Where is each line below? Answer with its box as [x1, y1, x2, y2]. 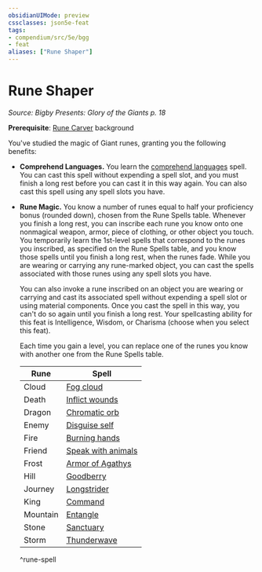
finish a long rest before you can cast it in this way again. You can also [19, 178, 247, 188]
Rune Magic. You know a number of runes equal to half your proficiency [19, 202, 253, 211]
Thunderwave [66, 534, 118, 545]
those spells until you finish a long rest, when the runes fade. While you [19, 252, 251, 262]
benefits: [8, 146, 37, 156]
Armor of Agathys [66, 457, 132, 468]
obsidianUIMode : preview [8, 11, 89, 20]
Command [66, 496, 104, 507]
